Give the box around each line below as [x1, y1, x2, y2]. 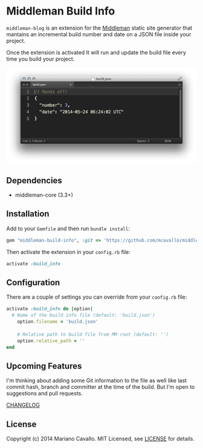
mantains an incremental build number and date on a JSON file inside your [6, 30, 192, 37]
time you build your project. [6, 55, 75, 62]
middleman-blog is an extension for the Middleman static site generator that [6, 24, 193, 31]
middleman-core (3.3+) [14, 192, 74, 199]
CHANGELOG [6, 401, 40, 409]
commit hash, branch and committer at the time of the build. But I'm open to [6, 383, 195, 391]
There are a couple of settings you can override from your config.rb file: [6, 293, 187, 300]
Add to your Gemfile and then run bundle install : [6, 225, 130, 232]
